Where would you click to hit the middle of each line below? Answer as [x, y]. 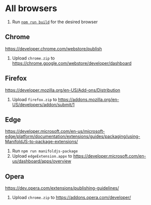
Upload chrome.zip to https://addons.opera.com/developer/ [71, 198]
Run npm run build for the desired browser [55, 22]
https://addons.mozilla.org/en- [89, 99]
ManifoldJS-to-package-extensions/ [42, 142]
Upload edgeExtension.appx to [42, 156]
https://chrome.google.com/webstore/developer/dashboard [72, 63]
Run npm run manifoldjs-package [45, 151]
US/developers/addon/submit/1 [43, 104]
